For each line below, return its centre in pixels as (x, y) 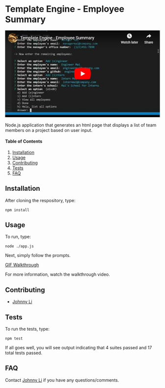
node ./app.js (20, 246)
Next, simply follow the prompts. (38, 256)
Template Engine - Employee (65, 9)
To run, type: (18, 237)
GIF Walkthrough (22, 265)
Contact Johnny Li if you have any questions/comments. (62, 380)
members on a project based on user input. (49, 130)
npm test (14, 339)
